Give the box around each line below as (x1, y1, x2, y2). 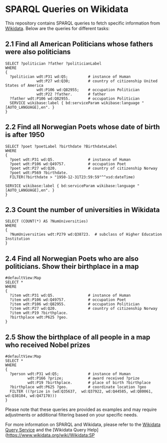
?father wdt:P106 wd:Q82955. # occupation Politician (9, 96, 140, 101)
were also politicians (5, 48, 71, 56)
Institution (5, 236, 30, 241)
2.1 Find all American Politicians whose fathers (5, 40, 153, 49)
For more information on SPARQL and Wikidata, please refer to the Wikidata (5, 421, 161, 427)
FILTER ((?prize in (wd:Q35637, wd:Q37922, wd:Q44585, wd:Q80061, (9, 389, 153, 394)
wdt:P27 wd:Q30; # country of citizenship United (36, 79, 157, 84)
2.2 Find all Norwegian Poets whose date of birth (5, 123, 160, 131)
